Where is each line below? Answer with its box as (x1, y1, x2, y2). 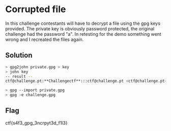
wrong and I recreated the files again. (5, 36, 84, 42)
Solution (5, 51, 33, 60)
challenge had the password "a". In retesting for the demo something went (5, 31, 161, 37)
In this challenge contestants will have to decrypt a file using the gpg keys (5, 20, 160, 26)
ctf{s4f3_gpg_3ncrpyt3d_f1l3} (5, 120, 68, 126)
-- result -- (5, 74, 33, 79)
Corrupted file (5, 4, 66, 15)
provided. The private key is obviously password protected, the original (5, 25, 155, 31)
